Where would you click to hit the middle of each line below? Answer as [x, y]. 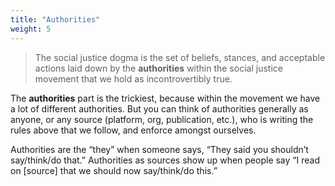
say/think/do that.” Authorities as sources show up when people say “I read [165, 160]
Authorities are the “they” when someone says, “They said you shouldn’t [159, 149]
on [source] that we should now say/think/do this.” [114, 170]
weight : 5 [31, 29]
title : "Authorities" [55, 19]
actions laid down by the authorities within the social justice [158, 68]
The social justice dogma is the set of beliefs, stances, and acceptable [180, 57]
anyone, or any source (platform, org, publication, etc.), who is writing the [162, 119]
